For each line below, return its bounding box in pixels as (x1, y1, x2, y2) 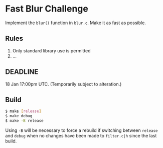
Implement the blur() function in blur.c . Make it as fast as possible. (5, 20, 146, 26)
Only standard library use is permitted (12, 47, 91, 53)
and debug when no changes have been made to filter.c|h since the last (5, 133, 157, 138)
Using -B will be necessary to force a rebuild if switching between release (5, 127, 158, 133)
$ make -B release (5, 118, 44, 123)
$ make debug (5, 114, 33, 119)
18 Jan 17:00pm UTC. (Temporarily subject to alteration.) (5, 81, 122, 87)
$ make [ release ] (5, 109, 42, 114)
